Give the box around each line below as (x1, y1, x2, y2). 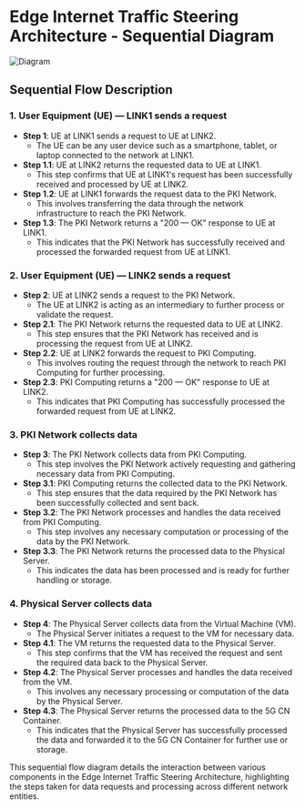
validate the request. (36, 308, 114, 319)
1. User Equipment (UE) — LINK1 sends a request (9, 109, 228, 122)
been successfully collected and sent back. (36, 498, 200, 509)
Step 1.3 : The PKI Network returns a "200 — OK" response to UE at (22, 217, 276, 228)
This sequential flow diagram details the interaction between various (9, 762, 266, 773)
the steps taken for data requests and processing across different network (9, 781, 289, 792)
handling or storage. (36, 575, 112, 586)
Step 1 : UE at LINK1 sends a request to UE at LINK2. (22, 130, 217, 141)
